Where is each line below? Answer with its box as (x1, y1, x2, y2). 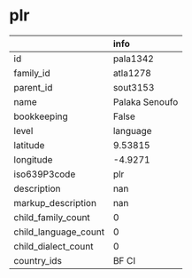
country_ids (13, 254, 62, 266)
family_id (13, 67, 50, 79)
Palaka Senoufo (112, 95, 179, 107)
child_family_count (13, 210, 90, 223)
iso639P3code (13, 168, 76, 180)
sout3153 (112, 81, 155, 93)
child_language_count (13, 226, 104, 238)
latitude (13, 139, 45, 151)
